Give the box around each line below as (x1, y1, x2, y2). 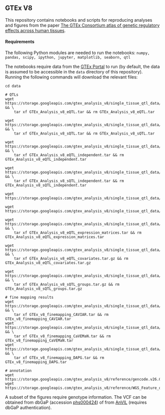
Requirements (5, 39, 35, 45)
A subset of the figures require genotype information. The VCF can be (5, 394, 147, 400)
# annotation (5, 368, 32, 374)
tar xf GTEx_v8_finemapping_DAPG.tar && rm (14, 355, 105, 360)
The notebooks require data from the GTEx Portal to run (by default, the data (5, 64, 160, 69)
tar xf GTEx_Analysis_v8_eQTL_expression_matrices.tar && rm (14, 230, 141, 236)
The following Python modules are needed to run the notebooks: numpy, (5, 50, 150, 56)
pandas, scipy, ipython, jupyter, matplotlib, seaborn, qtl (5, 55, 131, 60)
